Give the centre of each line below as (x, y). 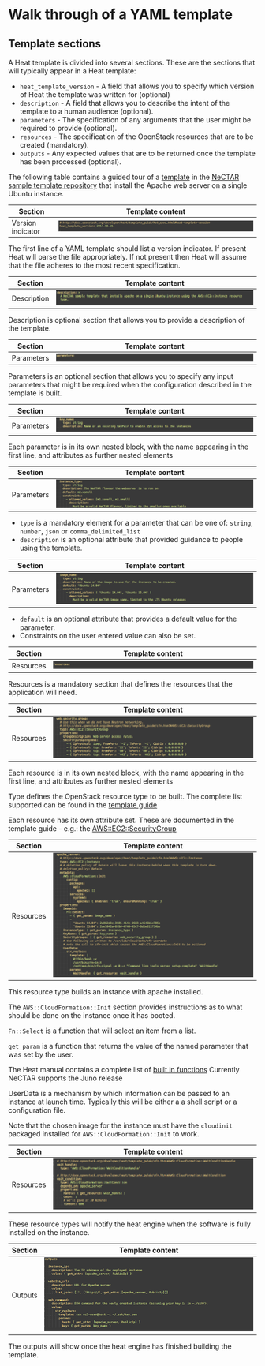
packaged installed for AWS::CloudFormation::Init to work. (104, 1134)
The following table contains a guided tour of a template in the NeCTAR (124, 177)
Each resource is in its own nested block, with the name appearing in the (126, 773)
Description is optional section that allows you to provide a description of (127, 320)
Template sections (54, 44)
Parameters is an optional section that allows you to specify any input (121, 376)
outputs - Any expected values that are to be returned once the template (138, 153)
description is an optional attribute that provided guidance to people (131, 540)
